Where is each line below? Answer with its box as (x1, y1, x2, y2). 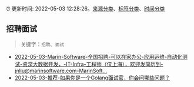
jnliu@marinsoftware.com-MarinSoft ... (14, 67, 108, 74)
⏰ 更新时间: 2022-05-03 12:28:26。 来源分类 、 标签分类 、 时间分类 (6, 5, 165, 12)
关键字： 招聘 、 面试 (20, 41, 65, 48)
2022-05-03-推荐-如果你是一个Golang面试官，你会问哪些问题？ (14, 74, 170, 81)
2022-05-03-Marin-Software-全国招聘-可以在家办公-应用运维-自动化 (14, 53, 183, 60)
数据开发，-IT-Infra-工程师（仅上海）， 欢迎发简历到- (38, 61, 163, 68)
